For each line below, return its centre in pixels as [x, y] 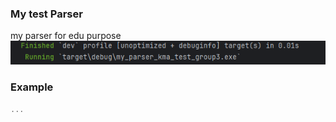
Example [32, 87]
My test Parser [46, 14]
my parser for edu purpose [66, 36]
